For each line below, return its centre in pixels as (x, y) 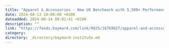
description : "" (22, 24)
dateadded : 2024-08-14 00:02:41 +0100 (46, 19)
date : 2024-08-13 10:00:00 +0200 (40, 14)
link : (11, 28)
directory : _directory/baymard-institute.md (53, 38)
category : (16, 33)
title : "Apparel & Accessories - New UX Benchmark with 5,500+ (73, 10)
